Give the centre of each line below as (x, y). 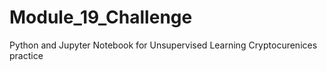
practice (26, 55)
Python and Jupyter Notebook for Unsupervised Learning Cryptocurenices (163, 45)
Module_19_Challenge (101, 17)
